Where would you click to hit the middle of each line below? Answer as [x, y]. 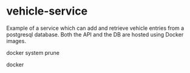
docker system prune [33, 52]
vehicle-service [47, 11]
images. [16, 41]
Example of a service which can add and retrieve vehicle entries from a [95, 28]
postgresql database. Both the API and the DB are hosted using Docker [95, 34]
